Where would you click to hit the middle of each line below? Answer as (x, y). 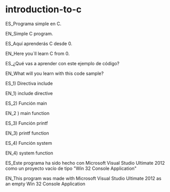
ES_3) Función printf (27, 123)
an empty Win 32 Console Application (45, 184)
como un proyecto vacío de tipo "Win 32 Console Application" (71, 168)
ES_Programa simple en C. (33, 24)
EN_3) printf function (27, 133)
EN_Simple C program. (29, 33)
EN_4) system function (29, 153)
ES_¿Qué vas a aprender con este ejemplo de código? (62, 63)
